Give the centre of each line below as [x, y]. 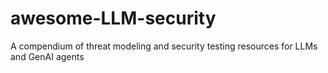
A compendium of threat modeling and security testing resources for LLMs [164, 46]
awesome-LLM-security [113, 18]
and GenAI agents [47, 56]
